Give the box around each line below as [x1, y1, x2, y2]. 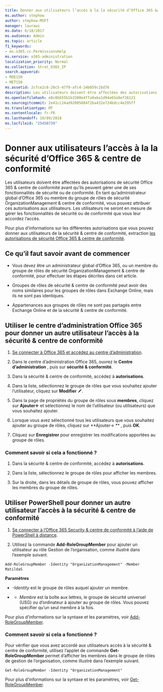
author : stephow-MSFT [5, 18, 49, 23]
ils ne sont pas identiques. [12, 292, 65, 298]
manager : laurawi [5, 23, 40, 28]
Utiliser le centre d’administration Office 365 [5, 322, 143, 330]
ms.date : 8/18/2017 [5, 28, 45, 34]
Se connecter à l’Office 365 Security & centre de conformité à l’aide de [12, 527, 154, 533]
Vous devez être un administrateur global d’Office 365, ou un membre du [12, 262, 158, 268]
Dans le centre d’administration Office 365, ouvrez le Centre [12, 359, 133, 365]
